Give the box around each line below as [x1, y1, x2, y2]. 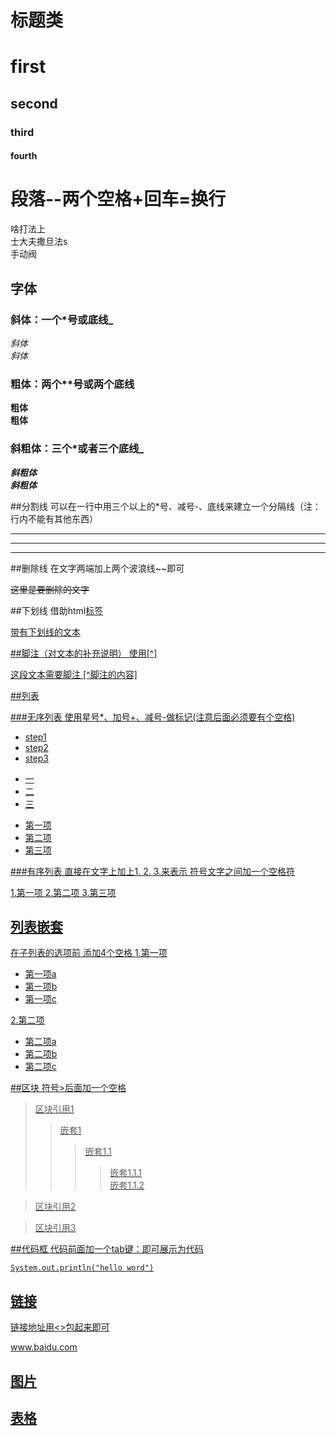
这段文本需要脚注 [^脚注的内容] [10, 668, 138, 680]
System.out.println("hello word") [10, 1263, 155, 1273]
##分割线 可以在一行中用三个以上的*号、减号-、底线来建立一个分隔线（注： [10, 500, 322, 512]
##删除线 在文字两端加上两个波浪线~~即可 [10, 562, 185, 574]
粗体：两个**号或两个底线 [10, 377, 135, 391]
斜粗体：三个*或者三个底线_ [10, 442, 145, 456]
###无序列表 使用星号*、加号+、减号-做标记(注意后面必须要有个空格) [10, 711, 296, 723]
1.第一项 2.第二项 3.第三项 [10, 886, 117, 898]
